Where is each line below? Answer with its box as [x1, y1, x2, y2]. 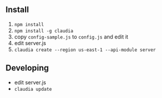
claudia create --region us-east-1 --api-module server [14, 47, 156, 53]
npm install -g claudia [14, 28, 74, 34]
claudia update [14, 86, 52, 92]
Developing [5, 63, 49, 73]
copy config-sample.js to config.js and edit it [14, 33, 129, 40]
